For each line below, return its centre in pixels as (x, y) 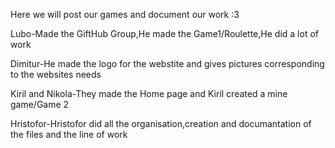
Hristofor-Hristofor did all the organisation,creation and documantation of (161, 123)
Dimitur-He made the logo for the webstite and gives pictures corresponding (167, 63)
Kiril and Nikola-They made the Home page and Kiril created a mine (149, 93)
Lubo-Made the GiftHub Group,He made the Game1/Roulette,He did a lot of (164, 33)
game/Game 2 (40, 104)
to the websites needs (56, 74)
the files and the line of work (69, 134)
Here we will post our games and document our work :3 (125, 14)
